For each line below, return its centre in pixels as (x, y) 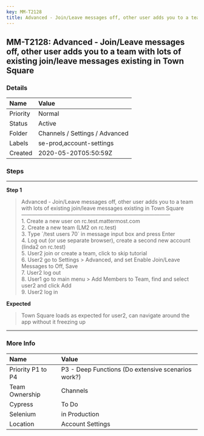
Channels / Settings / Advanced (83, 133)
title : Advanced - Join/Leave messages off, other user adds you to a (97, 18)
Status (19, 124)
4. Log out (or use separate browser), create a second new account (106, 241)
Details (17, 87)
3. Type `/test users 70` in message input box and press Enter (98, 234)
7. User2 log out (41, 273)
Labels (19, 143)
